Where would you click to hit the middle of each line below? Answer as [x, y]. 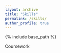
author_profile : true [27, 23]
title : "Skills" [21, 14]
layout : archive [21, 9]
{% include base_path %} [31, 37]
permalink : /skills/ [26, 18]
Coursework [18, 46]
